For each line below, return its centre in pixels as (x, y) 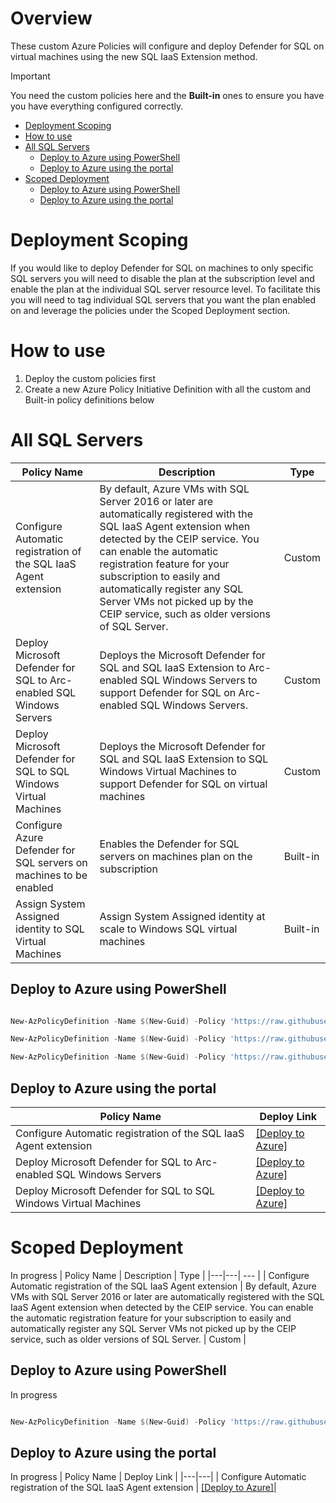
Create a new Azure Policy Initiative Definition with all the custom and (168, 389)
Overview (51, 18)
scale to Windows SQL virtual (168, 929)
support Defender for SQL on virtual (183, 784)
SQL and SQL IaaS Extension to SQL (184, 759)
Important (30, 76)
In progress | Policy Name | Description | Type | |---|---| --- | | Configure (160, 1275)
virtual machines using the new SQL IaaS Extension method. (134, 56)
